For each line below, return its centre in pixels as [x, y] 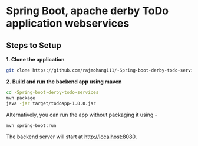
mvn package [21, 98]
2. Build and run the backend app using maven [64, 82]
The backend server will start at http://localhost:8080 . [72, 137]
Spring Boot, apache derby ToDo [88, 11]
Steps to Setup [34, 45]
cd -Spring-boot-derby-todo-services [52, 92]
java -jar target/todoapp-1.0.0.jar [51, 103]
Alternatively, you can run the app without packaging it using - [82, 115]
